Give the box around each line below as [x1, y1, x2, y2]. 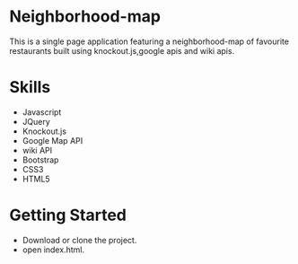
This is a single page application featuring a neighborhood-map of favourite [9, 36, 290, 47]
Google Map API [22, 135, 83, 145]
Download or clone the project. [22, 234, 137, 245]
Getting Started [9, 205, 127, 225]
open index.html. [22, 244, 85, 255]
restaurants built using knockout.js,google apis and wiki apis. [9, 45, 235, 56]
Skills [9, 77, 51, 98]
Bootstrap [22, 154, 59, 165]
